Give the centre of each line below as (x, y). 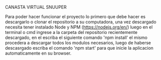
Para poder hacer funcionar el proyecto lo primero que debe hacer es (75, 16)
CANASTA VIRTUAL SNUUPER (36, 7)
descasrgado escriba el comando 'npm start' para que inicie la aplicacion (79, 48)
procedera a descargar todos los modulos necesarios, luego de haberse (78, 43)
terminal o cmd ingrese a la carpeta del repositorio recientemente (71, 32)
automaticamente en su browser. (38, 53)
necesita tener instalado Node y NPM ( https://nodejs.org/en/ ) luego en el (79, 27)
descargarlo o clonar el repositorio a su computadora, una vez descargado (81, 22)
